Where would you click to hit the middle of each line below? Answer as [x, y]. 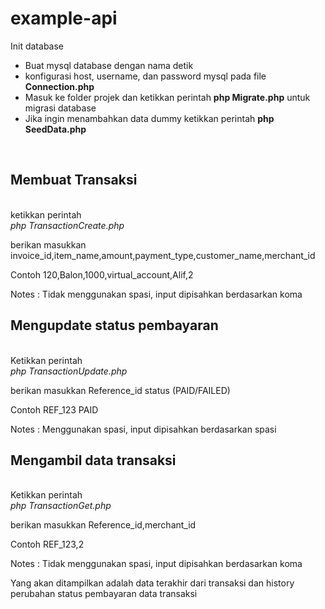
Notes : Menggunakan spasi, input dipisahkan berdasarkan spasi [143, 429]
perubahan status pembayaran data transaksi [104, 594]
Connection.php [59, 86]
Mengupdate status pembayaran [114, 325]
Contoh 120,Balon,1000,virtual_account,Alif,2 [102, 274]
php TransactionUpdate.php [69, 371]
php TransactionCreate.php [67, 225]
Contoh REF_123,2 [47, 544]
